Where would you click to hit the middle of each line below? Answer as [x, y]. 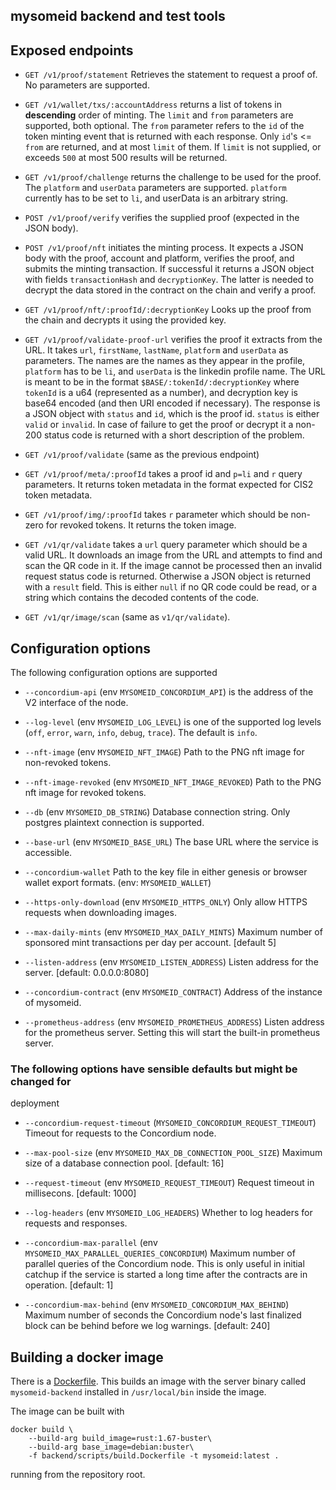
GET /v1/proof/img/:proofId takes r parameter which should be [156, 515]
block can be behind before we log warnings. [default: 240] [147, 1326]
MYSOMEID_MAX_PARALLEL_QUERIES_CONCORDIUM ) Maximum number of [160, 1253]
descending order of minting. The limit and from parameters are [159, 115]
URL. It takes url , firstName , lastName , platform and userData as [156, 350]
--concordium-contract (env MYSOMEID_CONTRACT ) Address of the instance [173, 992]
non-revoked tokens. [68, 763]
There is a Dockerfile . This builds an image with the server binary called [158, 1381]
